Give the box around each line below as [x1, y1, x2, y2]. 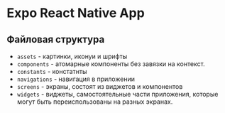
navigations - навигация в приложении [16, 75, 136, 83]
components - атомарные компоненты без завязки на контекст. [16, 60, 205, 68]
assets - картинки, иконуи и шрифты [16, 52, 128, 60]
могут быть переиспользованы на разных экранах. [16, 97, 173, 106]
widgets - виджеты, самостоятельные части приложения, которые [16, 90, 219, 98]
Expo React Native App [6, 5, 145, 21]
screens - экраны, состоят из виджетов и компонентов [16, 82, 183, 90]
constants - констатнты [16, 68, 87, 75]
